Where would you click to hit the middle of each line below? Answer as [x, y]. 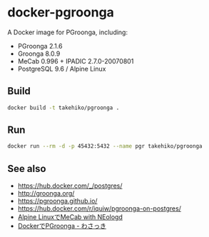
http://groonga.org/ [46, 193]
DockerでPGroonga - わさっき [62, 226]
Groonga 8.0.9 [39, 54]
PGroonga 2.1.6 [40, 46]
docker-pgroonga [61, 12]
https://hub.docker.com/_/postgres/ [70, 186]
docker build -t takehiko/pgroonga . [63, 108]
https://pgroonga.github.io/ [57, 201]
